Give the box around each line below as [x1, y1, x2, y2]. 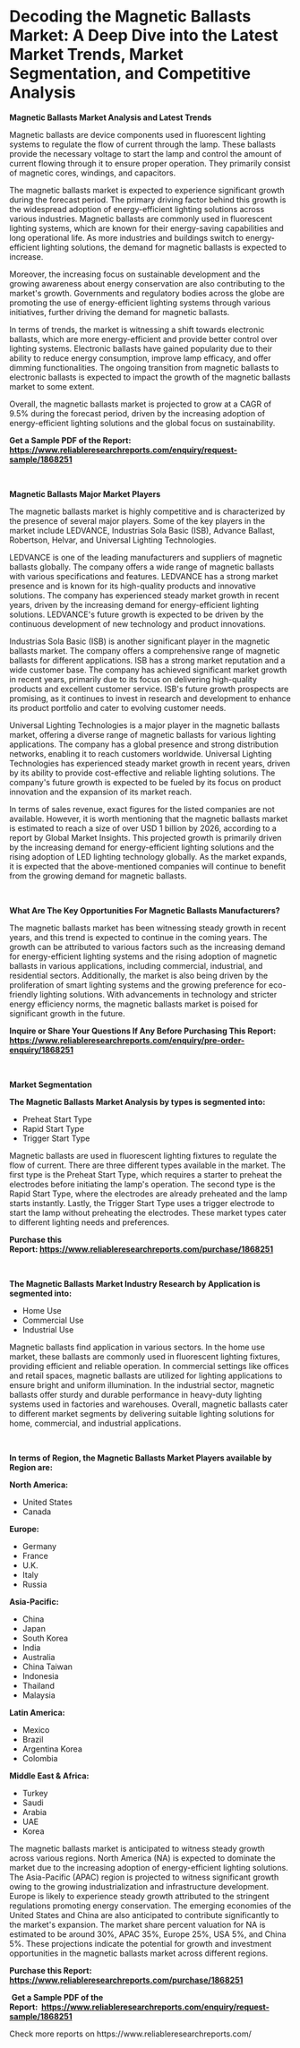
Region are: [9, 1461, 54, 1472]
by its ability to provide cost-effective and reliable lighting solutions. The [9, 767, 276, 778]
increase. [9, 251, 44, 261]
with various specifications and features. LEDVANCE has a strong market [9, 570, 279, 581]
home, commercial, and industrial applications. [9, 1418, 182, 1428]
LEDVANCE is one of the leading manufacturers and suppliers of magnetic [9, 552, 283, 562]
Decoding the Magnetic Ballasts [9, 6, 252, 27]
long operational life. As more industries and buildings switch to [9, 232, 244, 243]
